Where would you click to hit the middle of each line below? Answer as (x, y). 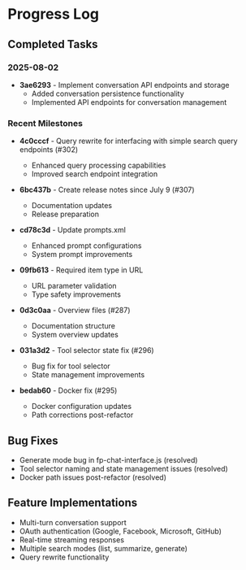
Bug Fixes (33, 440)
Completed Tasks (53, 44)
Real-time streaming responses (72, 540)
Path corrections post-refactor (82, 415)
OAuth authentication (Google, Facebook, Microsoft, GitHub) (121, 531)
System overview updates (75, 335)
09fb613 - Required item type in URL (81, 270)
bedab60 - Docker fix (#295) (68, 390)
